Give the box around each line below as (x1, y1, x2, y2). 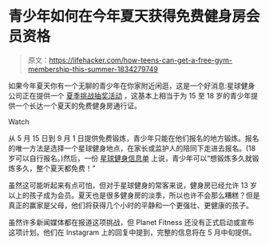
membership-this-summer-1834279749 (27, 64, 158, 74)
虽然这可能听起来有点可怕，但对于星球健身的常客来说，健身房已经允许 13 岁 (8, 180, 258, 190)
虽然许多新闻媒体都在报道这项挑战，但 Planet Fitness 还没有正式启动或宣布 (8, 217, 255, 227)
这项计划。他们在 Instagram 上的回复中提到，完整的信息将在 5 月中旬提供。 (8, 227, 256, 237)
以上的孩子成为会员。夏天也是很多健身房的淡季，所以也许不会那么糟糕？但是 (8, 190, 260, 200)
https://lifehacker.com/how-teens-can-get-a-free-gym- (49, 55, 233, 65)
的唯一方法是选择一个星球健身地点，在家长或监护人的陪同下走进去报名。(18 (8, 143, 256, 153)
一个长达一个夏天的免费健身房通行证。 (14, 101, 141, 110)
